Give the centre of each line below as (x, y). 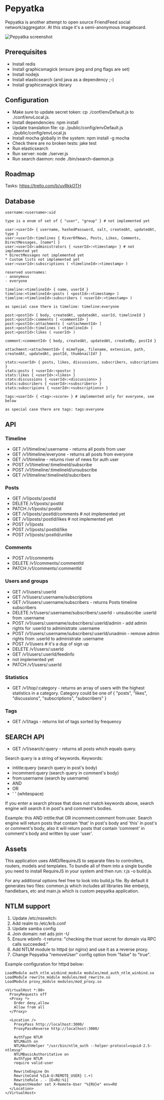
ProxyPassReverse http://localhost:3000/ (57, 1029)
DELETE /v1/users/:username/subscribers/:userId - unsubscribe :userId (84, 613)
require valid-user (34, 1063)
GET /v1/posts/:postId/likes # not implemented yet (63, 519)
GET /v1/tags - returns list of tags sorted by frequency (67, 722)
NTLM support (28, 906)
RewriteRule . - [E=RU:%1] (41, 1080)
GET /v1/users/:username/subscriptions (52, 597)
